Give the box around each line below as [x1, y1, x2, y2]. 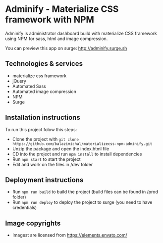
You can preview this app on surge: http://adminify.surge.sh [5, 45, 127, 51]
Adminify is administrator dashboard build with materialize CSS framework [5, 30, 157, 36]
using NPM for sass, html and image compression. [5, 36, 108, 42]
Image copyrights [5, 219, 61, 227]
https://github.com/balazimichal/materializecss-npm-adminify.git [12, 141, 153, 146]
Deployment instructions [5, 176, 84, 184]
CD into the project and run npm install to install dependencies [12, 151, 142, 157]
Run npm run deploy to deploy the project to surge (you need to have [12, 199, 153, 205]
